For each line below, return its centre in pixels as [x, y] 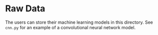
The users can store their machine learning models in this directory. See [79, 22]
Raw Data [25, 9]
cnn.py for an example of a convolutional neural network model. [71, 27]
